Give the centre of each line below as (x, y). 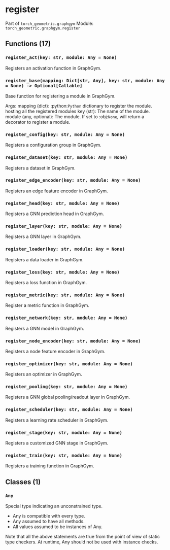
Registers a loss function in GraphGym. (46, 282)
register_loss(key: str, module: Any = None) (63, 272)
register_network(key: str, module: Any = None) (66, 318)
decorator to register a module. (38, 122)
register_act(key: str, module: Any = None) (61, 58)
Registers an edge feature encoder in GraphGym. (57, 191)
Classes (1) (23, 482)
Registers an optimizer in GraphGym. (44, 374)
